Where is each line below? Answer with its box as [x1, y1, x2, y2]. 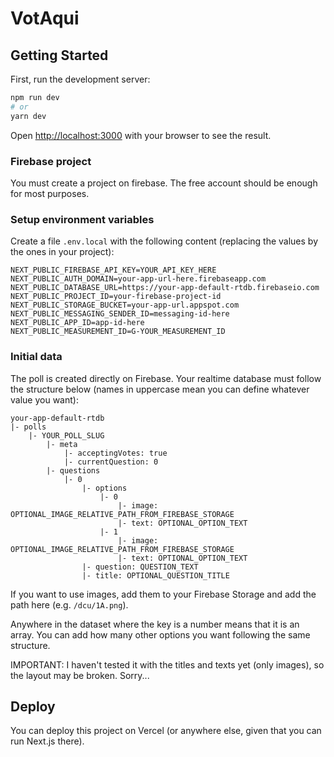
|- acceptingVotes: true [63, 448, 168, 458]
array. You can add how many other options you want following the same [10, 628, 311, 641]
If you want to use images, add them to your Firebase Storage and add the [10, 588, 317, 600]
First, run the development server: [10, 73, 151, 85]
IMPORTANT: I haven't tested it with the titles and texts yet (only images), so [10, 658, 325, 671]
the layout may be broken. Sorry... [10, 669, 150, 681]
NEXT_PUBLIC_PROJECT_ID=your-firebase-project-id [10, 292, 222, 302]
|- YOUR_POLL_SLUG [28, 430, 105, 441]
